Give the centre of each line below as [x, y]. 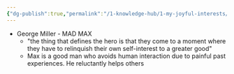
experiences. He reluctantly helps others [86, 63]
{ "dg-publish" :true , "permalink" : [55, 14]
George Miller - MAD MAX [54, 34]
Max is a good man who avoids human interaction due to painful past [126, 56]
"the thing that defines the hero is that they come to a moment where [126, 41]
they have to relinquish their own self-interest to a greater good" [119, 48]
